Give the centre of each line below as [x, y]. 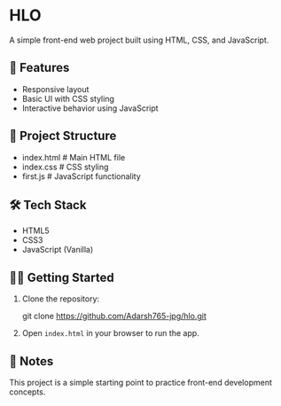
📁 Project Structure [63, 136]
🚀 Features [39, 68]
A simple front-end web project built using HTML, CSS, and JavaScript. [139, 40]
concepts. [27, 392]
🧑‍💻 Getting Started [62, 277]
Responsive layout [55, 89]
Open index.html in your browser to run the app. [110, 333]
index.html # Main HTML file [74, 157]
